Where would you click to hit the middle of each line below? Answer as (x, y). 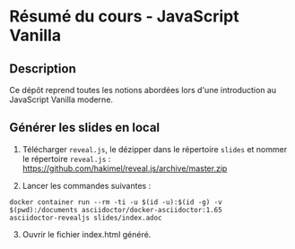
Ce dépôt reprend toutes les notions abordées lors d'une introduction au (143, 90)
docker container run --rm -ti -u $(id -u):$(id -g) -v (116, 202)
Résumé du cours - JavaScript (124, 17)
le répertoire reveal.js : (66, 159)
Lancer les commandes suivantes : (87, 185)
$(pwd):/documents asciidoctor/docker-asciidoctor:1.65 (116, 210)
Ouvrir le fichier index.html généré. (87, 234)
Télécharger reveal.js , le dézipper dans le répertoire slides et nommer (155, 149)
